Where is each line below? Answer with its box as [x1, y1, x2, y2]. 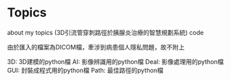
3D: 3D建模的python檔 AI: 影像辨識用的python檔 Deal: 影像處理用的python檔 [7, 57, 224, 66]
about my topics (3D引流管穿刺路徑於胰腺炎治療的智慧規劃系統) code [7, 28, 204, 36]
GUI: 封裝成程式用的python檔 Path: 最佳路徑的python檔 [7, 66, 163, 74]
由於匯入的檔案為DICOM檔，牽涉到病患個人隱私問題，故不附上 [7, 43, 185, 51]
